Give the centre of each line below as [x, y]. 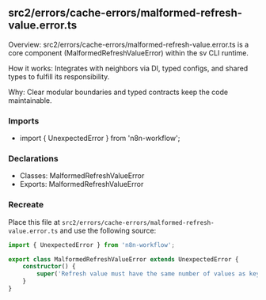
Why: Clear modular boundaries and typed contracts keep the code [118, 92]
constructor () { [49, 267]
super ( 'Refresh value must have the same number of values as [141, 274]
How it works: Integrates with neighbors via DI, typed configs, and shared [128, 68]
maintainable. [30, 100]
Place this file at [34, 222]
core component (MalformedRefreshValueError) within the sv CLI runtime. [129, 53]
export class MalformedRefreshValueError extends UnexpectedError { [123, 259]
